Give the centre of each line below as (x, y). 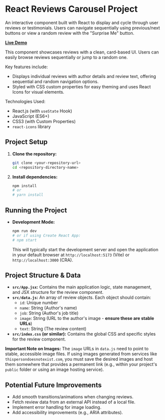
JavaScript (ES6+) (31, 116)
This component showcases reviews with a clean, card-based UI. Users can (82, 52)
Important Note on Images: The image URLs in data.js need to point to (77, 349)
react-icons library (31, 127)
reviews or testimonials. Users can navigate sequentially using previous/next (82, 27)
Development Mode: (33, 222)
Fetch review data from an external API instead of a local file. (74, 402)
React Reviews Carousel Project (71, 9)
